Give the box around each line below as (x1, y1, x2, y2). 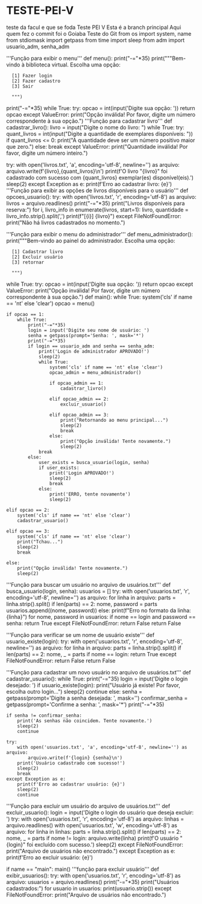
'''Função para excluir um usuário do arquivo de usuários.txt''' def (6, 802, 171, 810)
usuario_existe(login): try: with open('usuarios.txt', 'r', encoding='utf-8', (6, 638, 183, 645)
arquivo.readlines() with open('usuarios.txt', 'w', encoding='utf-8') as (6, 821, 178, 828)
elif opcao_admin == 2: (49, 396, 110, 402)
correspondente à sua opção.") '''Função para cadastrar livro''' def (6, 117, 173, 124)
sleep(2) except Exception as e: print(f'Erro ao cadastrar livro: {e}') (6, 180, 172, 187)
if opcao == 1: (6, 311, 45, 317)
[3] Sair (11, 83, 34, 89)
